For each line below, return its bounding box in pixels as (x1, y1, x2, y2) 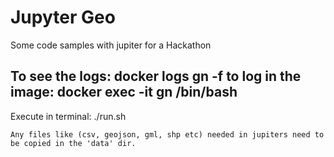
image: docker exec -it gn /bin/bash (10, 84, 238, 101)
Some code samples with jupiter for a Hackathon (10, 39, 212, 51)
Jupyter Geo (10, 6, 116, 29)
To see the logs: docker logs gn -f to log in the (10, 68, 302, 85)
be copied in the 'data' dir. (10, 138, 137, 148)
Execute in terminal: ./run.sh (10, 110, 127, 122)
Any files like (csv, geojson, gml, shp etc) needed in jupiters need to (10, 129, 325, 140)
